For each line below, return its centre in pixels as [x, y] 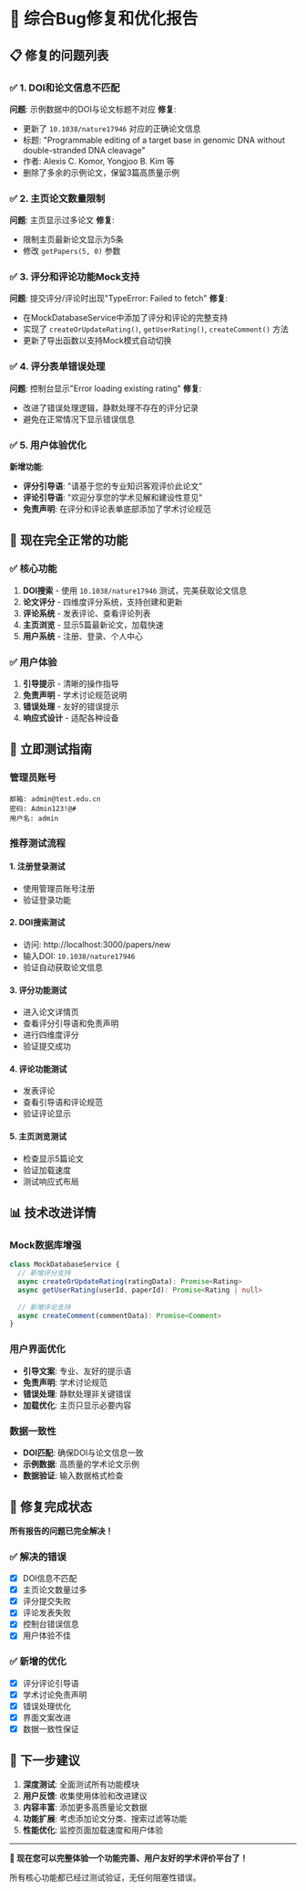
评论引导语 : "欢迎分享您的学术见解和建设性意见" [112, 498]
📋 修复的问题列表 [59, 55]
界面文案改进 [46, 1717]
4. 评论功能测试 [38, 1069]
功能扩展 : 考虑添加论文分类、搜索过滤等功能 [105, 1818]
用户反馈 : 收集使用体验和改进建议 [85, 1795]
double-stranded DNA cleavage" [84, 150]
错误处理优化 [46, 1706]
